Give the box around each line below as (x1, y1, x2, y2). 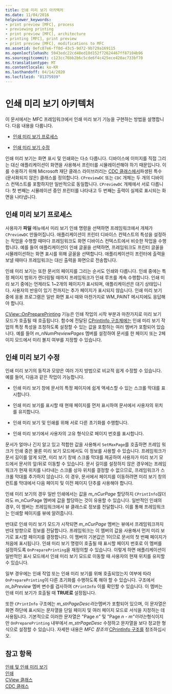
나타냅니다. (14, 194, 37, 200)
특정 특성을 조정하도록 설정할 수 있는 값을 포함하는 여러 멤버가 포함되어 (14, 324, 156, 330)
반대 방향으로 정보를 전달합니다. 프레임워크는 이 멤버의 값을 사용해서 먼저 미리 (5, 528, 160, 534)
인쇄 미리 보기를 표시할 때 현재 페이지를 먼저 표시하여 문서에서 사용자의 (12, 402, 154, 408)
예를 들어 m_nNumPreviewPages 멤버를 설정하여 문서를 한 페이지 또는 (16, 330, 158, 336)
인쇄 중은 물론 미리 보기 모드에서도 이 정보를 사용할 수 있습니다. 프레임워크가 (14, 448, 166, 454)
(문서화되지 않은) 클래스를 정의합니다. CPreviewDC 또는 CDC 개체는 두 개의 (5, 174, 150, 180)
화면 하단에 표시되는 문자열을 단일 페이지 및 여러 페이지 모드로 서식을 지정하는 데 (5, 607, 165, 613)
